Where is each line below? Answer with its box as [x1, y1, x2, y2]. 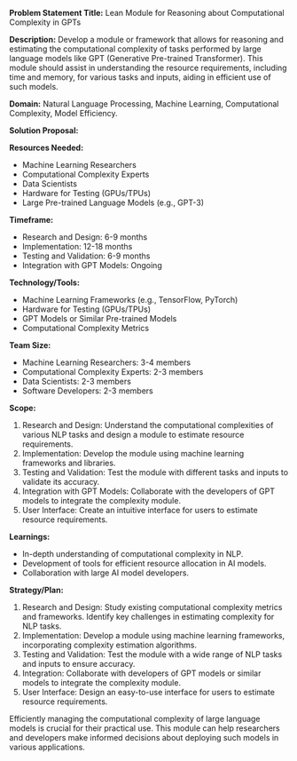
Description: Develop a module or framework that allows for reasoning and [9, 35, 284, 44]
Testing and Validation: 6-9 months [21, 250, 151, 261]
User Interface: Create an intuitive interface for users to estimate [21, 505, 259, 515]
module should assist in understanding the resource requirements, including [9, 62, 287, 73]
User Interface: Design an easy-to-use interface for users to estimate [21, 687, 275, 697]
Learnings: [9, 532, 51, 542]
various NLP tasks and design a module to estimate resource [21, 430, 245, 440]
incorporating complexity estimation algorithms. [21, 639, 198, 650]
